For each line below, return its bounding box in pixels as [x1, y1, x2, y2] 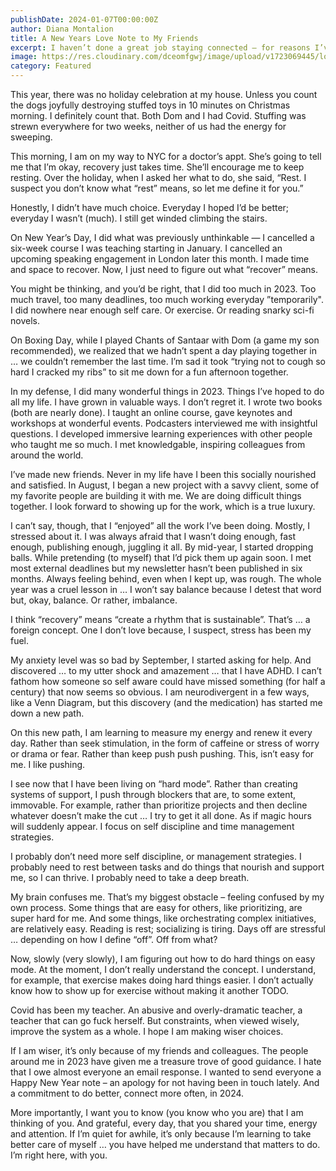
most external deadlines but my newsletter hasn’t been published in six [10, 562, 303, 574]
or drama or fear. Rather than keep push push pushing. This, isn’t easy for [10, 748, 315, 760]
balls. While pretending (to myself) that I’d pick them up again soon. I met [10, 552, 312, 563]
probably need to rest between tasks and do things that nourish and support [10, 861, 325, 873]
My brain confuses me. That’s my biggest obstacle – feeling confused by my [10, 891, 325, 903]
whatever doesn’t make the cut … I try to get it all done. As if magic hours [10, 810, 312, 821]
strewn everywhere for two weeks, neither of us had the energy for [10, 121, 287, 132]
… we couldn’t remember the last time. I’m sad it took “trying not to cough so [10, 356, 326, 367]
